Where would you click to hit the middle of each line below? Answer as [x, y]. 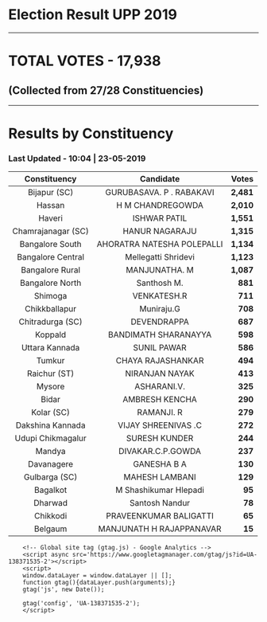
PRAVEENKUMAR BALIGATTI [160, 516]
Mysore [50, 386]
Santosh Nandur [160, 503]
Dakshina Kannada [50, 425]
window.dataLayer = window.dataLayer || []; [97, 576]
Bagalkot [51, 490]
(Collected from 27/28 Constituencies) [106, 90]
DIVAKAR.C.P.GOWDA [160, 452]
